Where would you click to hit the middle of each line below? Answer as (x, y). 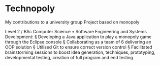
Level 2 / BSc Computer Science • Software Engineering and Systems (76, 31)
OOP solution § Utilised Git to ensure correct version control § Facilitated (79, 47)
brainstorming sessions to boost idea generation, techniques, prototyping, (80, 52)
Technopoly (30, 9)
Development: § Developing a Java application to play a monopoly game (78, 37)
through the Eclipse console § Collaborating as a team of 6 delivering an (78, 42)
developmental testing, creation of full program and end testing (69, 57)
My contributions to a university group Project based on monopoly (72, 22)
